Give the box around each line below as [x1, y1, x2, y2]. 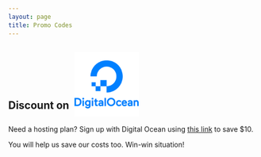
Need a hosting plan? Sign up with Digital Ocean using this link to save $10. [8, 124, 254, 134]
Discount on [8, 98, 70, 112]
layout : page [8, 13, 52, 21]
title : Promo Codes [8, 21, 73, 29]
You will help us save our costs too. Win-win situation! [8, 140, 185, 150]
